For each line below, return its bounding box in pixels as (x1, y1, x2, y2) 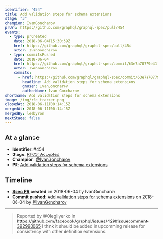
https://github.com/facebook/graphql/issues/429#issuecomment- (16, 218, 149, 224)
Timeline (5, 176, 33, 184)
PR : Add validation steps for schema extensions (12, 162, 108, 168)
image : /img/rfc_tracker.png (5, 98, 64, 102)
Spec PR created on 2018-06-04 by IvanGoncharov (12, 189, 116, 195)
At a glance (5, 134, 40, 142)
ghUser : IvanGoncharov (22, 84, 68, 89)
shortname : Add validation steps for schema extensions (5, 93, 120, 98)
